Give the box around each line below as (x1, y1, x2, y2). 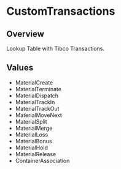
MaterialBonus (15, 137, 52, 145)
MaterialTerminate (15, 85, 61, 92)
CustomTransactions (6, 4, 115, 18)
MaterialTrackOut (15, 105, 60, 112)
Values (6, 62, 34, 73)
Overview (6, 29, 45, 39)
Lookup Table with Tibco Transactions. (6, 45, 105, 52)
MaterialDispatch (15, 92, 59, 99)
